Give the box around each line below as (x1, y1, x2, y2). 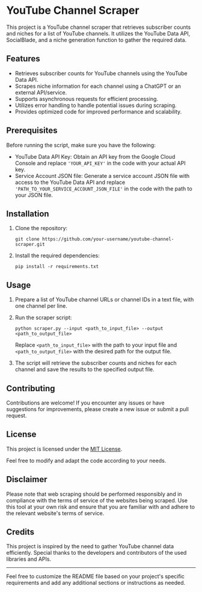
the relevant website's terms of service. (6, 509, 105, 517)
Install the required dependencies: (14, 252, 100, 259)
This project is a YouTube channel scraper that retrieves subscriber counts (6, 23, 191, 31)
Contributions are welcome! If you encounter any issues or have (6, 399, 165, 406)
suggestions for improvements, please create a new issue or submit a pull (6, 406, 189, 412)
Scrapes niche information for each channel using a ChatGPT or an (14, 82, 182, 90)
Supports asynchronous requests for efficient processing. (14, 95, 158, 102)
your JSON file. (14, 191, 53, 198)
